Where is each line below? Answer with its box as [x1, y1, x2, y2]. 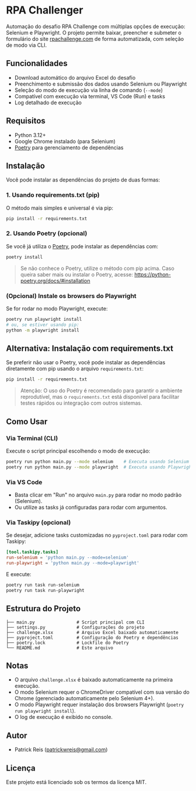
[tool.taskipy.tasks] [6, 549, 59, 555]
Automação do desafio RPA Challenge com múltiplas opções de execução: [6, 23, 185, 30]
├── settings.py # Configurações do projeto [6, 624, 145, 630]
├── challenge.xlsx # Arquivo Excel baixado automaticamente [6, 629, 179, 635]
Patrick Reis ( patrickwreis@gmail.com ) [14, 746, 108, 753]
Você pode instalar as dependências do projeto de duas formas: [6, 176, 160, 183]
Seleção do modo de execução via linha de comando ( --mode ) [14, 86, 163, 94]
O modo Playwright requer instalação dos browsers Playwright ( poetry [14, 701, 184, 708]
